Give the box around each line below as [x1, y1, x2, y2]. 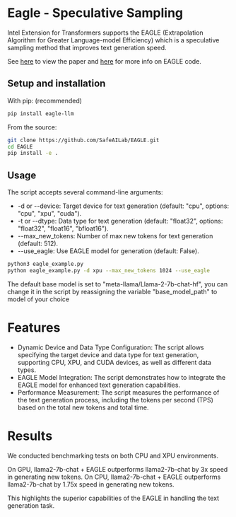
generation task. [7, 501, 55, 510]
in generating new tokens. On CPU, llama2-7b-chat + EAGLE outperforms [7, 472, 221, 481]
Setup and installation [7, 78, 106, 90]
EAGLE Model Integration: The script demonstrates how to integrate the [17, 373, 226, 381]
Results [7, 428, 53, 443]
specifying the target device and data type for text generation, [17, 350, 199, 359]
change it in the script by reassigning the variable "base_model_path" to [7, 287, 218, 296]
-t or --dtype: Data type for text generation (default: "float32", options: [17, 217, 223, 226]
